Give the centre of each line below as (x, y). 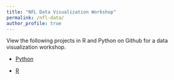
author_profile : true (34, 23)
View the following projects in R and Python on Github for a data (87, 41)
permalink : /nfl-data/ (35, 18)
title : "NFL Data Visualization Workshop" (61, 12)
